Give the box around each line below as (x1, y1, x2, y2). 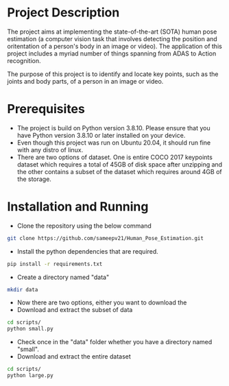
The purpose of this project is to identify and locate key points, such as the (7, 70, 219, 78)
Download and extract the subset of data (16, 306, 133, 314)
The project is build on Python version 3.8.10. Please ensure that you (16, 123, 210, 132)
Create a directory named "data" (16, 273, 110, 281)
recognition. (7, 56, 41, 64)
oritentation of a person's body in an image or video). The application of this (7, 42, 223, 50)
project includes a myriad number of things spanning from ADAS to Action (7, 49, 217, 58)
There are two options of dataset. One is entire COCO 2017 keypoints (16, 153, 213, 161)
